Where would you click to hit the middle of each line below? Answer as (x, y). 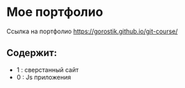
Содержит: (32, 53)
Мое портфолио (55, 12)
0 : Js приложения (44, 77)
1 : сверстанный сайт (47, 69)
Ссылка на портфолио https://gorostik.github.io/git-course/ (92, 31)
